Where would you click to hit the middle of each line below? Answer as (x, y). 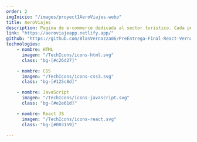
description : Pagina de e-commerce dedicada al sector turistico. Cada (95, 28)
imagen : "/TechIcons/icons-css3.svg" (68, 77)
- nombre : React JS (40, 114)
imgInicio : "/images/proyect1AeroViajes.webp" (64, 17)
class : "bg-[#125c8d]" (49, 82)
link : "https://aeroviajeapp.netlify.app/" (60, 33)
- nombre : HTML (35, 50)
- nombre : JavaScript (43, 92)
